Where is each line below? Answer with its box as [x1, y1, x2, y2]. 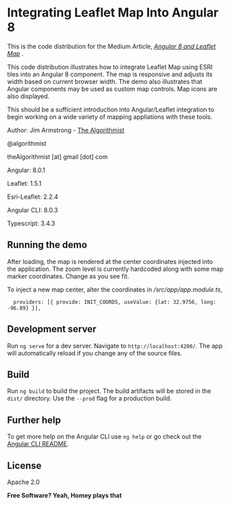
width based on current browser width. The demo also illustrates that [7, 77, 203, 85]
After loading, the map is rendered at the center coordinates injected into [7, 257, 214, 265]
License [7, 459, 42, 472]
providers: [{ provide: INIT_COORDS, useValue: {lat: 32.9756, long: [13, 298, 216, 305]
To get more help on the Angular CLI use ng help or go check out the [7, 432, 202, 441]
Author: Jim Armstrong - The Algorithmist [7, 126, 125, 134]
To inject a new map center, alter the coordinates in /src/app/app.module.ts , [7, 285, 223, 294]
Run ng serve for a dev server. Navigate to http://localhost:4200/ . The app [7, 342, 223, 350]
